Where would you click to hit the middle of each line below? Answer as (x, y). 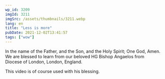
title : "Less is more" (29, 28)
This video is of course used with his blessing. (53, 71)
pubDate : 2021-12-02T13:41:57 (37, 33)
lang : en (14, 23)
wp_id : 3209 (17, 10)
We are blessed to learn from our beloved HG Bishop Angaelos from (75, 56)
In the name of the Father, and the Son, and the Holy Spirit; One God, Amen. (83, 51)
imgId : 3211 (17, 14)
